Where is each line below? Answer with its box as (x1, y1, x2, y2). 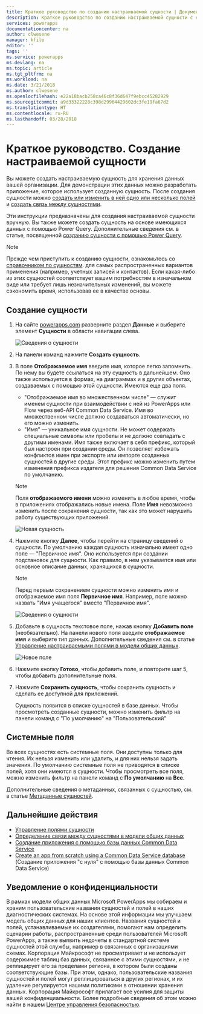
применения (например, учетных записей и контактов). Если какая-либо (6, 268, 195, 276)
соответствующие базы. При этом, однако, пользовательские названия (6, 969, 192, 976)
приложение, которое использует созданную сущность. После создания (6, 188, 195, 195)
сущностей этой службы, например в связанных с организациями (6, 943, 178, 950)
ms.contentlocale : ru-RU (6, 110, 69, 116)
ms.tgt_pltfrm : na (6, 71, 53, 77)
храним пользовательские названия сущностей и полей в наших (6, 904, 174, 912)
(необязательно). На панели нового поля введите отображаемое (14, 629, 185, 636)
